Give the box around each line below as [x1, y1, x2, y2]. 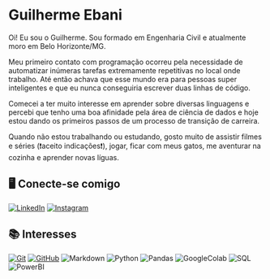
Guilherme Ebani [8, 6, 123, 24]
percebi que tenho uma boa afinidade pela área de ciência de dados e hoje [8, 107, 259, 117]
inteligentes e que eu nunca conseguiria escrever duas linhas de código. [8, 83, 251, 93]
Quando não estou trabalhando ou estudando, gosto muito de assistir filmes [8, 132, 262, 142]
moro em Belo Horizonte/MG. [8, 41, 107, 50]
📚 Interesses [8, 228, 77, 242]
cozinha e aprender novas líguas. [8, 152, 119, 162]
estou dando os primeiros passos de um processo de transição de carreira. [8, 116, 260, 125]
